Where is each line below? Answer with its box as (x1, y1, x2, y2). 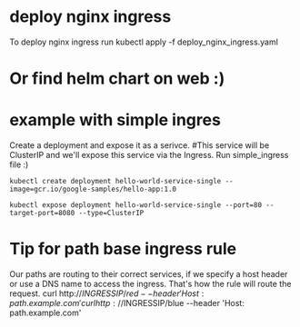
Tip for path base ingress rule (9, 239, 237, 260)
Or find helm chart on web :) (9, 68, 225, 89)
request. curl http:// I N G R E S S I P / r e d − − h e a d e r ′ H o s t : (9, 288, 205, 299)
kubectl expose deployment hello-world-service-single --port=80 (9, 201, 262, 210)
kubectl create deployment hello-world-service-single (9, 177, 222, 186)
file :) (9, 159, 29, 170)
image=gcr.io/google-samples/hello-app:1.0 (9, 184, 177, 194)
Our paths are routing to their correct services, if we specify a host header (9, 269, 288, 279)
